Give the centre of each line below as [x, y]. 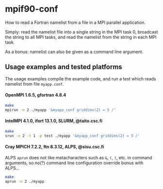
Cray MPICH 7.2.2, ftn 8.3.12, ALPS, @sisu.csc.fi [55, 147]
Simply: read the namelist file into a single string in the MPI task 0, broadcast [81, 32]
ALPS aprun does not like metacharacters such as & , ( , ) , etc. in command [79, 157]
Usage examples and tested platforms [64, 67]
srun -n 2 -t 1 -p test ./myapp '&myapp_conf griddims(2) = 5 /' [72, 136]
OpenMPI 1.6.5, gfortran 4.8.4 [36, 95]
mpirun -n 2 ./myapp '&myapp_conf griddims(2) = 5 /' [61, 110]
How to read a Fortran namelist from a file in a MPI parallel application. [75, 22]
